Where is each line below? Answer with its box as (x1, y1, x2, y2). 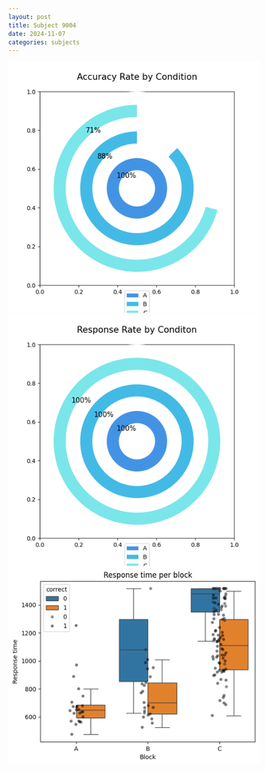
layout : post (8, 13, 52, 21)
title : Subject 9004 (8, 21, 77, 30)
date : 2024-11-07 (8, 30, 66, 38)
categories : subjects (8, 38, 80, 46)
